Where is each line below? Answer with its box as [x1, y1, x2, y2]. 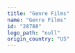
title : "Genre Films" [7, 10, 70, 17]
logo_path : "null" [7, 29, 60, 36]
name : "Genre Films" [7, 17, 67, 23]
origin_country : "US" [7, 36, 70, 43]
